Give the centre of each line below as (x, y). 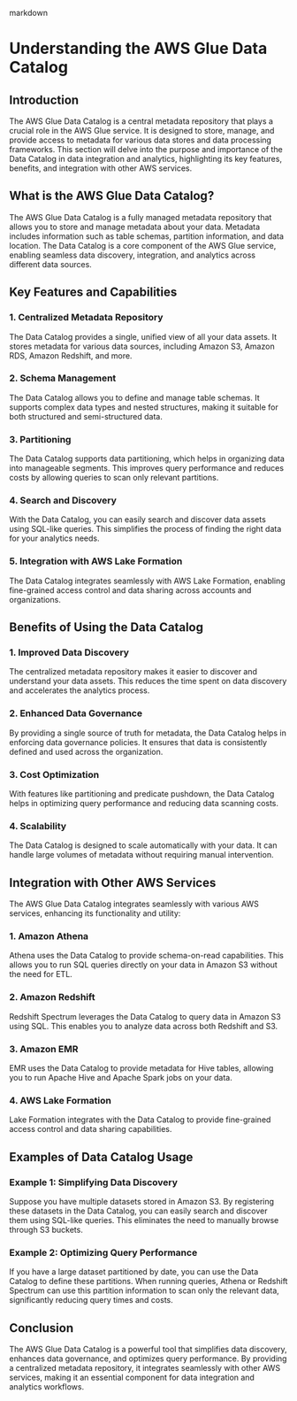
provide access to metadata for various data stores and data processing (141, 140)
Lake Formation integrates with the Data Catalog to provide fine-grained (140, 1120)
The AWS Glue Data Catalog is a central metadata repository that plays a (141, 121)
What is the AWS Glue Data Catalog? (112, 196)
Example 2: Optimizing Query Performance (103, 1252)
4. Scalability (38, 826)
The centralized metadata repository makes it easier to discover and (133, 672)
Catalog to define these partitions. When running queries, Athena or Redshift (148, 1282)
